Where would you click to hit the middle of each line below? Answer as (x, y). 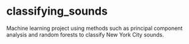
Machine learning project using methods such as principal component (94, 28)
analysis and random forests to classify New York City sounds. (85, 34)
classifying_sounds (57, 11)
